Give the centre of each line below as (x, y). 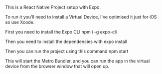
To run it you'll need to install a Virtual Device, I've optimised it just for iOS (81, 17)
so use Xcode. (20, 22)
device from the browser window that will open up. (57, 66)
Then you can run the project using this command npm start (67, 51)
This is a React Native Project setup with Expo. (53, 7)
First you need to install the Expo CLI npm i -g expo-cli (61, 32)
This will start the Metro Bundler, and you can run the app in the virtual (78, 61)
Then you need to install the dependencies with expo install (66, 41)
